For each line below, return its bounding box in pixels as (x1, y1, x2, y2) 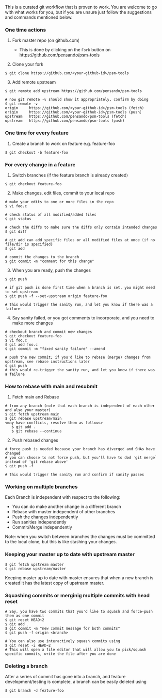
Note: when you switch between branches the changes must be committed (5, 534, 155, 539)
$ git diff (5, 229, 27, 234)
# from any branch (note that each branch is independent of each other (5, 403, 155, 409)
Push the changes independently (12, 514, 79, 520)
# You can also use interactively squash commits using (5, 639, 120, 644)
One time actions (5, 26, 46, 33)
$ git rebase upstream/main (5, 416, 62, 421)
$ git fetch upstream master (5, 562, 64, 567)
